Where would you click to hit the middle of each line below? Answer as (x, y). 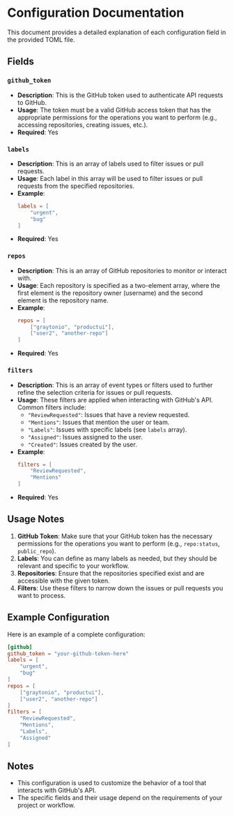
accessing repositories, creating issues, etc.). (83, 124)
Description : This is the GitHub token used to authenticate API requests (120, 95)
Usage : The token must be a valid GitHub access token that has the (114, 110)
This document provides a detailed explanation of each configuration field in (117, 32)
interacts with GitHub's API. (56, 790)
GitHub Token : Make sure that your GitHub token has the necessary (115, 536)
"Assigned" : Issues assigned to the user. (85, 437)
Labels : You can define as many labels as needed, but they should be (117, 558)
